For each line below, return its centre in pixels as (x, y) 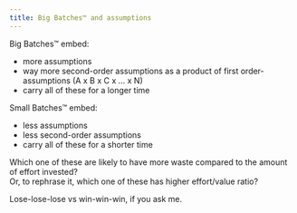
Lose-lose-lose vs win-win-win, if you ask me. (96, 198)
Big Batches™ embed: (49, 44)
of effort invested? (44, 171)
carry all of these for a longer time (86, 90)
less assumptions (55, 125)
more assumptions (57, 61)
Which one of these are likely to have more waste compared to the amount (148, 162)
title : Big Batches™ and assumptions (81, 18)
